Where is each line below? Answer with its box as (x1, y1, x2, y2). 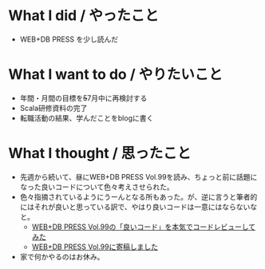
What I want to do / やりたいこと (8, 65, 223, 84)
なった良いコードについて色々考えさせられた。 (19, 182, 174, 192)
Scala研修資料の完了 (19, 103, 88, 113)
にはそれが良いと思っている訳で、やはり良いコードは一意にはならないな (19, 202, 258, 212)
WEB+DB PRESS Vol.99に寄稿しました (31, 242, 158, 251)
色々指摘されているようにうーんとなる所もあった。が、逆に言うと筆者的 (19, 192, 258, 201)
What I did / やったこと (8, 6, 160, 25)
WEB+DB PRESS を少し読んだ (19, 34, 118, 44)
